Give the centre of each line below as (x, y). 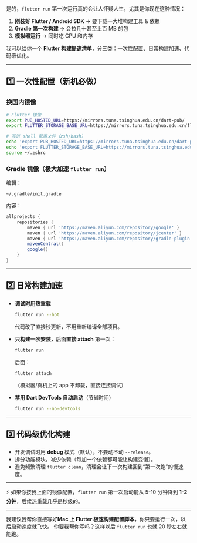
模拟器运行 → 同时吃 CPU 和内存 (54, 36)
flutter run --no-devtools (47, 409)
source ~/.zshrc (26, 152)
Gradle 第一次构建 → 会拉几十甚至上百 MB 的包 (72, 29)
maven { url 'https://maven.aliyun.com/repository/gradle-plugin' (110, 239)
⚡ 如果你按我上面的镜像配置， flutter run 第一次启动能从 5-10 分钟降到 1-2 (97, 492)
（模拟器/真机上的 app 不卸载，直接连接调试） (70, 385)
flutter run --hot (37, 314)
